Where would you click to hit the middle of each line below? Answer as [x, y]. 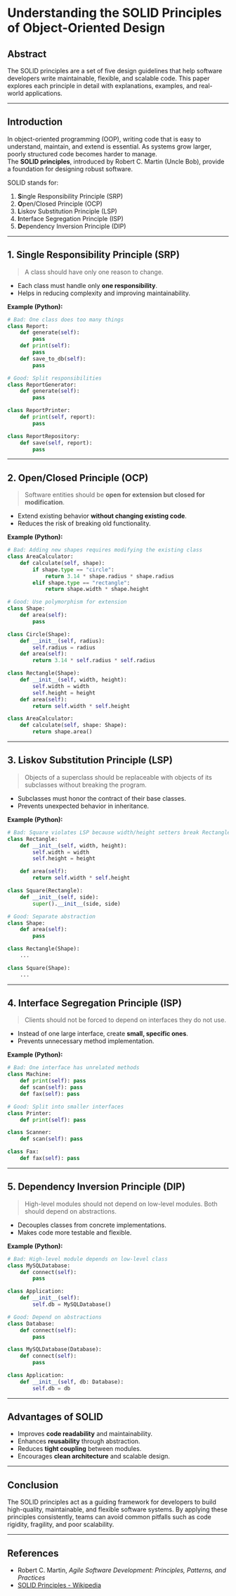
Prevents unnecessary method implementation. [86, 1041]
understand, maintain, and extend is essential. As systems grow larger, [110, 146]
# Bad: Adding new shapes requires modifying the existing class [105, 550]
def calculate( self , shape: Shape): [74, 725]
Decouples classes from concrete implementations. [92, 1225]
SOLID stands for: [33, 182]
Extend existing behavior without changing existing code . [102, 516]
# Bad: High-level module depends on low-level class [88, 1259]
